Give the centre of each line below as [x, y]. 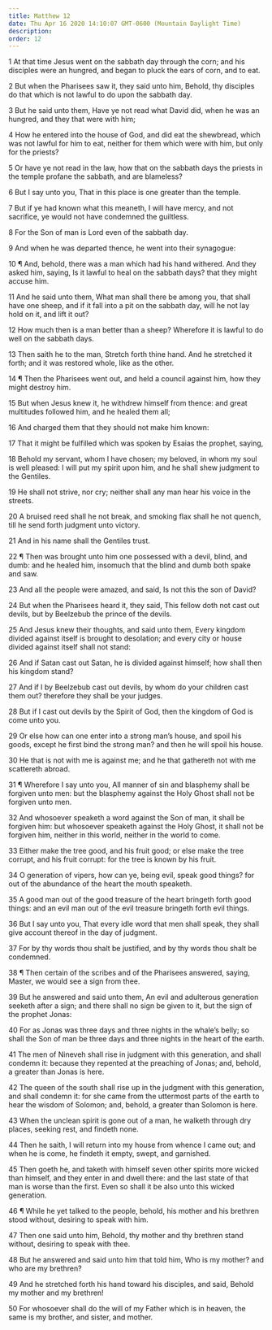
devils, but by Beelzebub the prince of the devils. [90, 614]
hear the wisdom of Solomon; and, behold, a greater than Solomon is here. [133, 1105]
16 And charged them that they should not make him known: [109, 428]
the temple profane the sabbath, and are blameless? [95, 176]
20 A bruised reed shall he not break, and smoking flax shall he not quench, [135, 516]
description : [30, 31]
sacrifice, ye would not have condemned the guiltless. [99, 217]
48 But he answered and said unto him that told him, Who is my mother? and [136, 1260]
